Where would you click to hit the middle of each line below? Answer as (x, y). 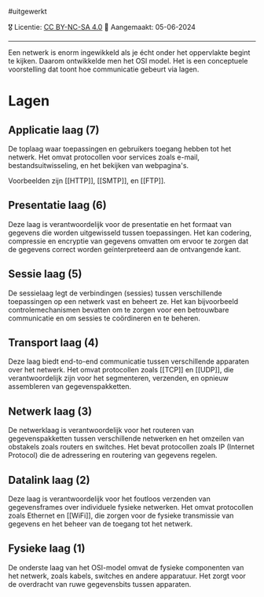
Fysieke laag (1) (47, 549)
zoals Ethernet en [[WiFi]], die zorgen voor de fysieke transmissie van (121, 516)
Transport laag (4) (54, 343)
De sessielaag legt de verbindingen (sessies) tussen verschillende (115, 293)
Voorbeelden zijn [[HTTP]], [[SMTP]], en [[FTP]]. (87, 181)
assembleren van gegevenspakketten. (70, 386)
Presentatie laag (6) (58, 205)
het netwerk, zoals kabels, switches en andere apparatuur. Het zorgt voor (127, 576)
